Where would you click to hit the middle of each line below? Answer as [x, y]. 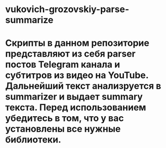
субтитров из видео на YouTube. [77, 76]
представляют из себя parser [70, 54]
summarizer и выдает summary [74, 97]
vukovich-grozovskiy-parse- [67, 9]
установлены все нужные [63, 129]
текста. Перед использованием [76, 108]
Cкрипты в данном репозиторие [77, 43]
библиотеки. [33, 140]
